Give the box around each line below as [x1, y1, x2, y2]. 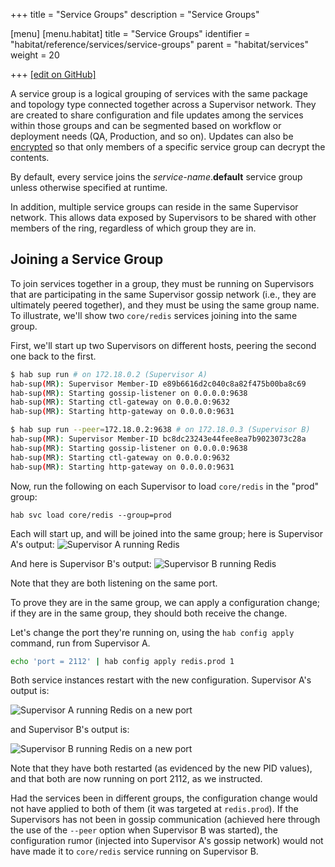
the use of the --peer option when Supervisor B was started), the [10, 824, 278, 836]
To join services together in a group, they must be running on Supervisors [10, 277, 315, 289]
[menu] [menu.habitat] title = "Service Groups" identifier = [10, 28, 251, 39]
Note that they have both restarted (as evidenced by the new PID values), [10, 762, 313, 774]
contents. [10, 152, 50, 163]
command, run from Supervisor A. [10, 637, 151, 649]
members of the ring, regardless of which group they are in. [10, 222, 257, 234]
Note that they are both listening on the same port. [10, 577, 218, 589]
